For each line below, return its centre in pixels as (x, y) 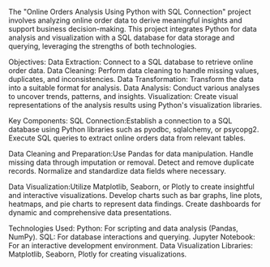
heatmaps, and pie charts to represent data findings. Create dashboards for (135, 204)
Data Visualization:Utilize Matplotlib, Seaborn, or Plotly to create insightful (132, 187)
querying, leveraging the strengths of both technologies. (103, 46)
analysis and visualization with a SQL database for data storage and (122, 37)
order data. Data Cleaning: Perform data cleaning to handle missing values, (134, 71)
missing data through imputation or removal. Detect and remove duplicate (131, 162)
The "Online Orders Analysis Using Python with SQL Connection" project (130, 12)
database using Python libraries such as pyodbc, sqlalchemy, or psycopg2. (134, 129)
